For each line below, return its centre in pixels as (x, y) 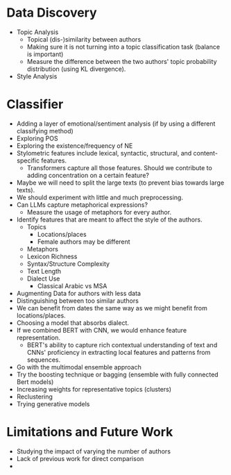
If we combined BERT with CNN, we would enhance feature (102, 330)
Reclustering (35, 397)
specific (28, 160)
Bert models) (35, 382)
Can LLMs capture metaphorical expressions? (82, 205)
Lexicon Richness (52, 256)
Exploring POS (37, 138)
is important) (45, 54)
